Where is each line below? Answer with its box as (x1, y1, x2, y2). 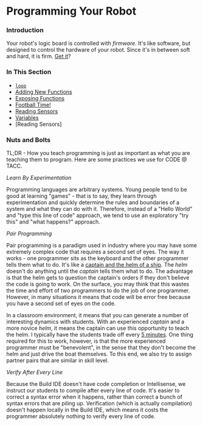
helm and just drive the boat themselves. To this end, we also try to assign (6, 351, 192, 358)
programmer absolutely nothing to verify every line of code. (6, 413, 156, 420)
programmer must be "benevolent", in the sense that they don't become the (6, 344, 196, 351)
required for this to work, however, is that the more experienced (6, 337, 166, 345)
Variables (15, 114, 39, 121)
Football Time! (15, 101, 52, 108)
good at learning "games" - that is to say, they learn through (6, 193, 157, 200)
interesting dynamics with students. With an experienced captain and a (6, 318, 185, 326)
